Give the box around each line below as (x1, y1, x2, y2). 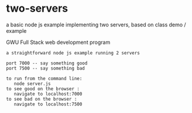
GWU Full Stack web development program (6, 39, 111, 46)
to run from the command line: (6, 76, 83, 81)
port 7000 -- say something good (6, 60, 88, 66)
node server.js (13, 81, 51, 87)
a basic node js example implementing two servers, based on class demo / (6, 21, 186, 28)
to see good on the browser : (6, 85, 80, 92)
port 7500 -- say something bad (6, 65, 85, 71)
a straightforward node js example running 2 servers (6, 50, 140, 56)
